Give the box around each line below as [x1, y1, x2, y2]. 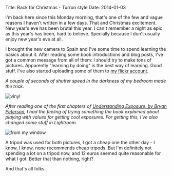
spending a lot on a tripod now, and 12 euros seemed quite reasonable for [5, 150, 161, 156]
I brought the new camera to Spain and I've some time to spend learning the [5, 46, 166, 52]
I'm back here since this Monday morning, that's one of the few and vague [5, 14, 163, 20]
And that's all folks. [5, 166, 46, 171]
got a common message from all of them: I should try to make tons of [5, 57, 151, 63]
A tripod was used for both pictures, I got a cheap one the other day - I [5, 140, 155, 145]
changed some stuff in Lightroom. [5, 120, 77, 125]
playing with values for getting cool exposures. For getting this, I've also [5, 114, 158, 120]
